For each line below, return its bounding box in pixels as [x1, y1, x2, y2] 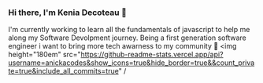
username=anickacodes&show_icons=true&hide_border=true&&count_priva [8, 58, 255, 67]
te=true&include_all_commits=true [8, 67, 120, 76]
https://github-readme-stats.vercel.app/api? [80, 50, 224, 60]
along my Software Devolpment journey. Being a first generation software [8, 33, 246, 42]
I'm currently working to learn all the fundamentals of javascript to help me [8, 25, 250, 34]
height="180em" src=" [8, 50, 81, 60]
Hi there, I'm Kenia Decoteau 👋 [8, 7, 128, 18]
